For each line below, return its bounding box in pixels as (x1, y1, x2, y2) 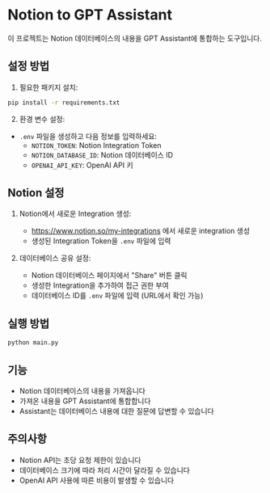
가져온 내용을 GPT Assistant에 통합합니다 (19, 396, 151, 406)
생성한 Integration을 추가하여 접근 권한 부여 (31, 280, 169, 290)
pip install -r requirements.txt (7, 99, 120, 107)
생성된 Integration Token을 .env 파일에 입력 (31, 236, 171, 246)
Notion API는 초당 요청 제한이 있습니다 (19, 455, 141, 465)
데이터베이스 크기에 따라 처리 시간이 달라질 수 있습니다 (19, 465, 191, 474)
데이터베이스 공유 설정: (19, 253, 91, 263)
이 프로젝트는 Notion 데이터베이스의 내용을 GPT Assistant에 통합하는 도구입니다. (7, 33, 262, 43)
